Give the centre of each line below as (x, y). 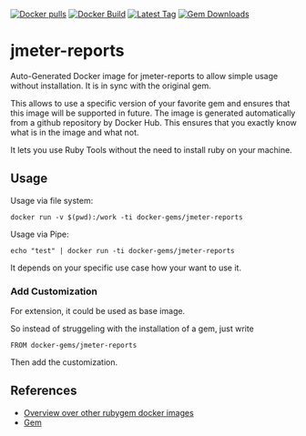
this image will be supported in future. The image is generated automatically (153, 113)
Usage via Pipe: (40, 234)
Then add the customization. (64, 362)
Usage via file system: (52, 200)
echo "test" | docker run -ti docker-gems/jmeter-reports (122, 250)
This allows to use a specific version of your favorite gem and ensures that (150, 103)
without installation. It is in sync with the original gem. (111, 86)
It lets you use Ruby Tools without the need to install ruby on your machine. (151, 149)
